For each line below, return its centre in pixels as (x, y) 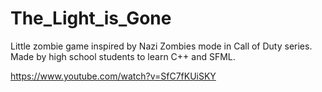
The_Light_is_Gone (91, 18)
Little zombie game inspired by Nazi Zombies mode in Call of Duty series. (161, 46)
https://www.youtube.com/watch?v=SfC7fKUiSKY (113, 76)
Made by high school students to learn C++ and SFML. (123, 56)
